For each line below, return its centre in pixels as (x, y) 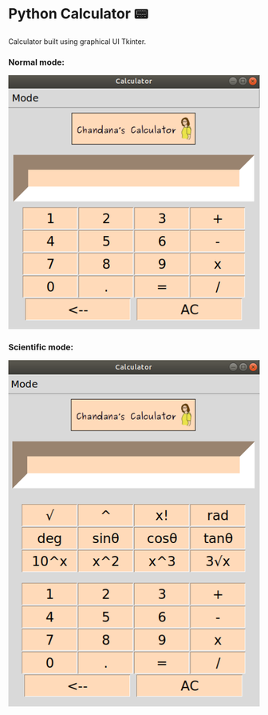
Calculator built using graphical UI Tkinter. (77, 41)
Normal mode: (37, 62)
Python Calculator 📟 (79, 14)
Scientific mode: (41, 347)
